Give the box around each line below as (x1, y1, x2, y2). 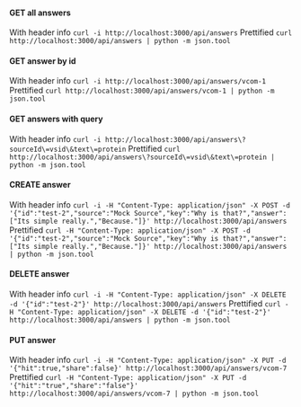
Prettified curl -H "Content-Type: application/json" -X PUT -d (9, 372, 247, 383)
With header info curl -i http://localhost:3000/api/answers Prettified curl (9, 27, 293, 38)
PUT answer (9, 334, 57, 345)
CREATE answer (9, 180, 71, 190)
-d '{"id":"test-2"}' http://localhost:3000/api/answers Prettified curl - (9, 298, 289, 309)
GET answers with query (9, 113, 103, 124)
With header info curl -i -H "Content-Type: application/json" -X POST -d (9, 199, 290, 210)
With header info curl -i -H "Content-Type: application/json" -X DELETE (9, 288, 287, 300)
